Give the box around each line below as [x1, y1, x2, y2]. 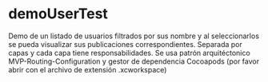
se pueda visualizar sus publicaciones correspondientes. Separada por [8, 39, 242, 49]
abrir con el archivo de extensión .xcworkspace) [8, 64, 167, 74]
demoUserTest [8, 5, 108, 23]
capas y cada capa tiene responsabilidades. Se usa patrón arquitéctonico [8, 48, 250, 57]
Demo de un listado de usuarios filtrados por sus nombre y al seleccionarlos [8, 31, 260, 41]
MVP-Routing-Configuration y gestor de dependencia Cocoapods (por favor [8, 57, 260, 66]
